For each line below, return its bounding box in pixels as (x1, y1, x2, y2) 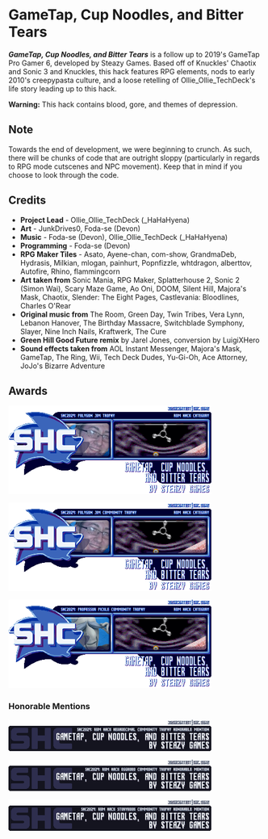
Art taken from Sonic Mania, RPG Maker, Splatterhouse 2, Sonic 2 (19, 275, 241, 284)
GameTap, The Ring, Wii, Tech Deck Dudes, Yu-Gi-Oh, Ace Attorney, (19, 352, 248, 362)
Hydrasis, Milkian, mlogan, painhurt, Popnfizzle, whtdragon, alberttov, (19, 258, 253, 267)
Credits (8, 194, 47, 208)
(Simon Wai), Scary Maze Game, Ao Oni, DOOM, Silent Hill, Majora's (19, 283, 247, 293)
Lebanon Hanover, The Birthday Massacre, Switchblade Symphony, (19, 317, 245, 328)
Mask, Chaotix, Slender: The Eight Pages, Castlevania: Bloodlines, (19, 292, 240, 302)
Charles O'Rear (19, 300, 71, 310)
